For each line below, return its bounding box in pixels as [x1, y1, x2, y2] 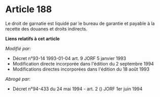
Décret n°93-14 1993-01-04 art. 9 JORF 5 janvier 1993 [12, 55, 126, 61]
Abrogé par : [5, 76, 30, 82]
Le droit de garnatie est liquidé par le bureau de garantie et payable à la [5, 20, 155, 26]
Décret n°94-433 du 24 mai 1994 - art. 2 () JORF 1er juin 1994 [12, 85, 143, 92]
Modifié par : [5, 45, 31, 51]
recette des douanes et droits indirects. [5, 25, 87, 31]
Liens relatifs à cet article [5, 36, 60, 42]
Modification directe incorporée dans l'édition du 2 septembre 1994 [12, 60, 154, 67]
